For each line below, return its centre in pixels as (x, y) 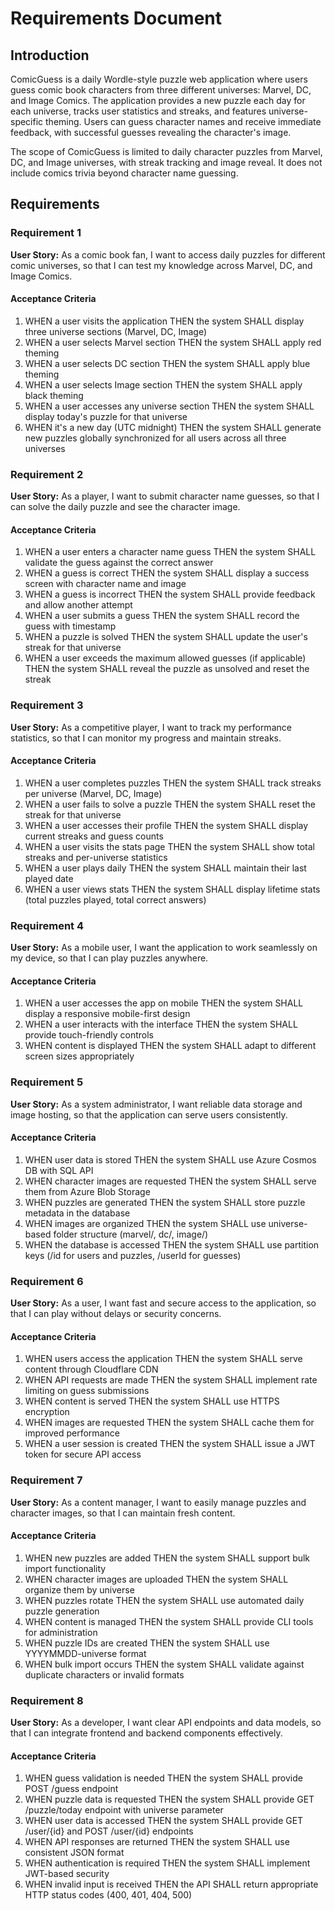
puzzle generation (62, 1611)
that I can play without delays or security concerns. (116, 1314)
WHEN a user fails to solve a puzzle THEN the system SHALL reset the (170, 804)
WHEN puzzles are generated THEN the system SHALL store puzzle (165, 1202)
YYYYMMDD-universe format (85, 1653)
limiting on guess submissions (87, 1391)
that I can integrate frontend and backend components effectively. (146, 1733)
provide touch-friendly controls (89, 1035)
